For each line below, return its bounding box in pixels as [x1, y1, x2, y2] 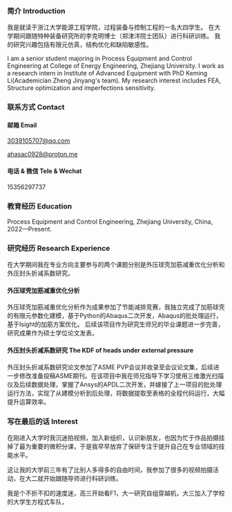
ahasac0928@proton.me [7, 150, 78, 159]
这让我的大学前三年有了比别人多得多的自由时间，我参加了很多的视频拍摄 [7, 466, 213, 474]
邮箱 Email [7, 121, 37, 129]
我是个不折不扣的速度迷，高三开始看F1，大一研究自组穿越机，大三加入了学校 [7, 488, 225, 497]
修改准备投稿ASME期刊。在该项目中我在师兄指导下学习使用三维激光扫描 [19, 371, 224, 380]
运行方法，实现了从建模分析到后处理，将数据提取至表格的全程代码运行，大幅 [7, 389, 225, 397]
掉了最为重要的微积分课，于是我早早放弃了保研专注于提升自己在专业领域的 [7, 442, 219, 450]
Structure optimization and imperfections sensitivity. [7, 84, 156, 92]
